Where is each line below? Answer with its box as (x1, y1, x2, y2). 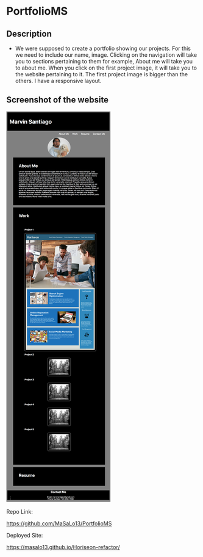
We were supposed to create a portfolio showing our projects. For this (15, 45, 191, 52)
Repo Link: (6, 508, 34, 515)
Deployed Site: (6, 531, 43, 539)
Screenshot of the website (6, 95, 109, 105)
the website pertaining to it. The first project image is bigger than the (15, 71, 188, 77)
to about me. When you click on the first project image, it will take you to (15, 64, 197, 71)
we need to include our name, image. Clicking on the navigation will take (15, 51, 197, 59)
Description (6, 29, 52, 39)
